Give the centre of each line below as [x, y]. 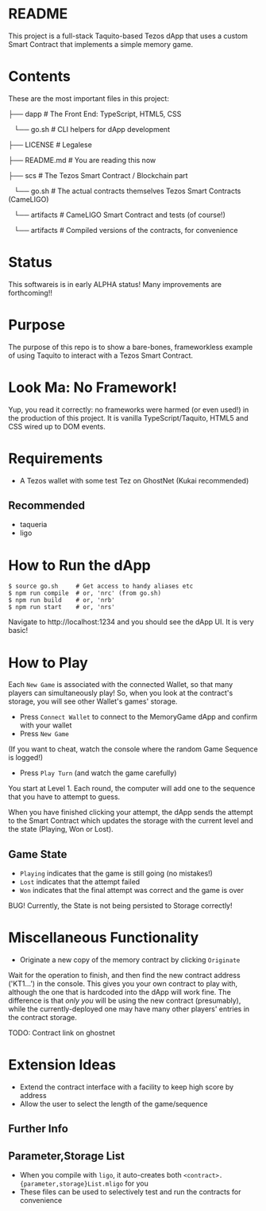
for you [137, 1184]
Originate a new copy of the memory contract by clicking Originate [130, 960]
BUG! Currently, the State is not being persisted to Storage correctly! [120, 906]
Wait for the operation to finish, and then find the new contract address [124, 976]
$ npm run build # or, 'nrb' [62, 600]
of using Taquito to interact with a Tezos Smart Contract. [100, 355]
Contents [40, 77]
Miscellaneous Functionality [104, 938]
